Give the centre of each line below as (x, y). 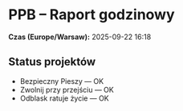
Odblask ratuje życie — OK (65, 98)
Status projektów (52, 62)
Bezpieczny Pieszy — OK (62, 81)
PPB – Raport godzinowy (91, 15)
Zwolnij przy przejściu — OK (67, 89)
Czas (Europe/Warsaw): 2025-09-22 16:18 (80, 37)
